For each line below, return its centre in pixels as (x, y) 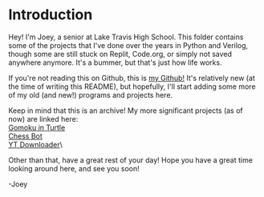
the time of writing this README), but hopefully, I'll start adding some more (132, 86)
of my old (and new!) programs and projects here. (91, 94)
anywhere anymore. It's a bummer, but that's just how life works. (115, 62)
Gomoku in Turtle (37, 127)
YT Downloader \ (35, 144)
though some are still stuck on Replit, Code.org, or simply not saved (120, 54)
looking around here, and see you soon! (74, 168)
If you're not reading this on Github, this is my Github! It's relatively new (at (132, 78)
